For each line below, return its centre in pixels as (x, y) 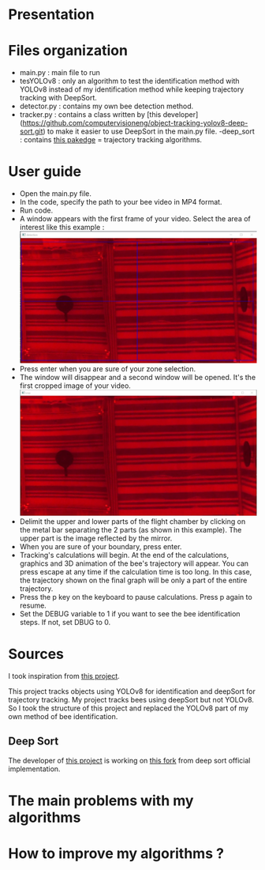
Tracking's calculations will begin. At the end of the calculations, (124, 555)
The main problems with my (101, 800)
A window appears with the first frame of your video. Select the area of (135, 219)
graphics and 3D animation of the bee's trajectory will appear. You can (134, 563)
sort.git (31, 131)
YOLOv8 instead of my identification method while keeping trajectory (132, 89)
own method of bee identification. (63, 716)
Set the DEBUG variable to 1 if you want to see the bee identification (130, 613)
